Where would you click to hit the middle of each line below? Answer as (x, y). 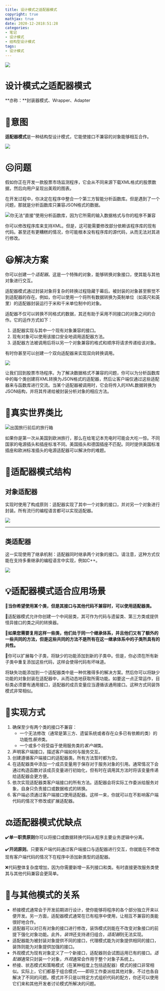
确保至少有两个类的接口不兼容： (44, 727)
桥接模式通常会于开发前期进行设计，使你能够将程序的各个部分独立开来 (83, 910)
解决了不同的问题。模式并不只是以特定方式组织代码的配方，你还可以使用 (85, 977)
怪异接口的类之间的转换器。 (33, 622)
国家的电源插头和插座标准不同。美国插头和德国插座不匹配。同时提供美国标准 (82, 444)
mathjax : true (20, 19)
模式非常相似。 (20, 691)
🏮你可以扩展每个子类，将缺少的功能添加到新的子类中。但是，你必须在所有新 (82, 655)
